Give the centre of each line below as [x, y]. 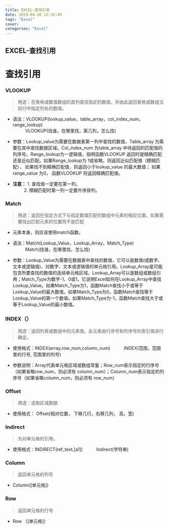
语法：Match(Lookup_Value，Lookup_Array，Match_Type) [73, 243]
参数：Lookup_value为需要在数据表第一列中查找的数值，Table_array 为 [86, 141]
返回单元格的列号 [35, 474]
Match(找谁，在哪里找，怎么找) [58, 250]
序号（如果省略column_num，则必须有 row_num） [65, 378]
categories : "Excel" [27, 29]
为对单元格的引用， [38, 439]
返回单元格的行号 [35, 510]
